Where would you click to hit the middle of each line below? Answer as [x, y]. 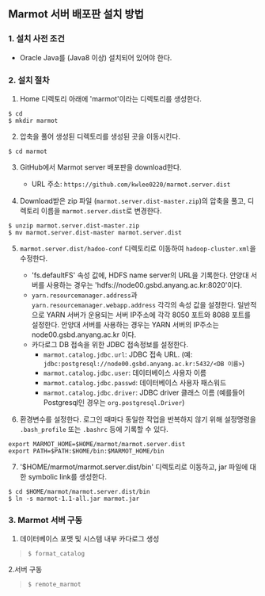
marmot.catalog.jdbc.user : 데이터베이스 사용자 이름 [125, 372]
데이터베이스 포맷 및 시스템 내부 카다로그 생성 [89, 539]
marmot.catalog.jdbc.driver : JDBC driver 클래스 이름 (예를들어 [144, 392]
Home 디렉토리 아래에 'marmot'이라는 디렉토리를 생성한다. [110, 98]
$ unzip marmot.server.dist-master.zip [74, 225]
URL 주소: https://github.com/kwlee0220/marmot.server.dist [131, 184]
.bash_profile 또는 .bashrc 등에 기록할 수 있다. [94, 429]
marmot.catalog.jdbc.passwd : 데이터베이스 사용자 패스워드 [135, 382]
